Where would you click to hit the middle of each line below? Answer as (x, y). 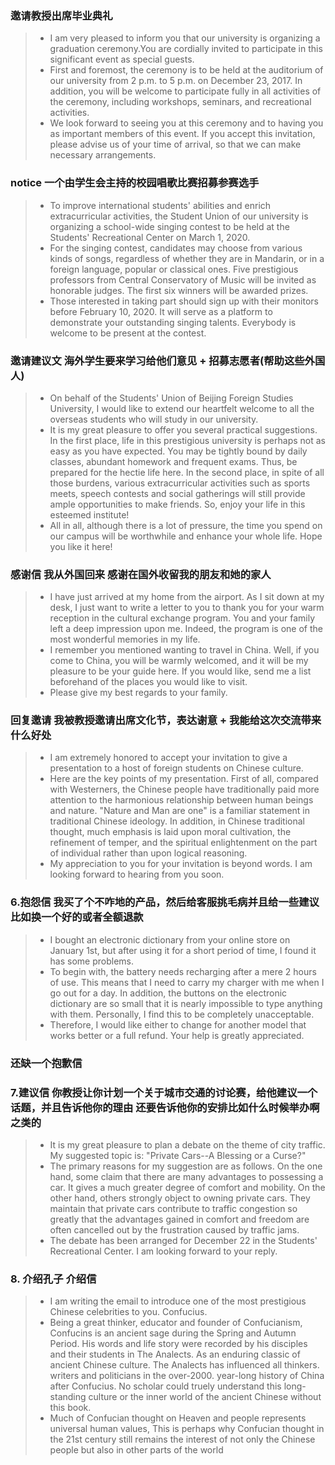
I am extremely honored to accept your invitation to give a (168, 758)
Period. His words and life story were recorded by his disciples (178, 1344)
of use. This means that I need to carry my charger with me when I (187, 982)
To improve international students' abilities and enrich (160, 205)
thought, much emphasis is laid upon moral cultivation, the (170, 832)
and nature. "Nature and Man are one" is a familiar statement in (179, 811)
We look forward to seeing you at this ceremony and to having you (186, 123)
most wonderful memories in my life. (125, 639)
